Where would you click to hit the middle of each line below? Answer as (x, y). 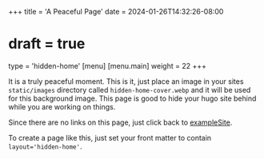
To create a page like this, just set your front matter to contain (110, 137)
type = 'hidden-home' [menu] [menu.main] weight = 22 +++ (107, 66)
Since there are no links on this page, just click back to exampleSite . (120, 122)
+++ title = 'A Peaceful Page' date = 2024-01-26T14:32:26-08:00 (116, 12)
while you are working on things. (62, 106)
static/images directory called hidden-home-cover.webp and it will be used (130, 89)
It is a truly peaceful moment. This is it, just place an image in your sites (126, 81)
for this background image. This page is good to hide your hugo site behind (132, 98)
